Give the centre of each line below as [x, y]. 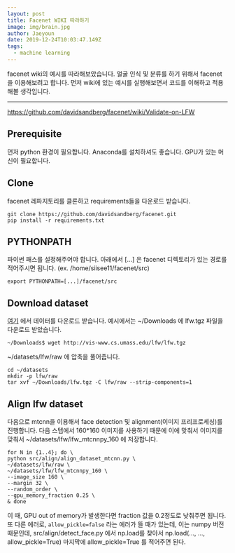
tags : [15, 46]
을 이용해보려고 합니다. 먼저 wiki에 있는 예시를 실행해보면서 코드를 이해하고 [109, 82]
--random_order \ [33, 489]
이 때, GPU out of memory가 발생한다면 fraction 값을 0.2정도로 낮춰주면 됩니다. [117, 515]
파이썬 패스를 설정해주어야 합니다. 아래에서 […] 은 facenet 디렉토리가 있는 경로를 [117, 260]
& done [17, 501]
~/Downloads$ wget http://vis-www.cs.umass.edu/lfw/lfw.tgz [97, 343]
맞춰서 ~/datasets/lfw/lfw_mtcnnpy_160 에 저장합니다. [83, 439]
